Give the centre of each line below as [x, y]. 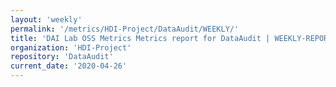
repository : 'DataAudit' [62, 57]
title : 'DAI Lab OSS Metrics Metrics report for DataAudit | [140, 38]
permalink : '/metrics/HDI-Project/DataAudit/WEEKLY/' [125, 29]
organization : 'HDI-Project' [71, 47]
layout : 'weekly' [46, 19]
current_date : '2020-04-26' [69, 66]
